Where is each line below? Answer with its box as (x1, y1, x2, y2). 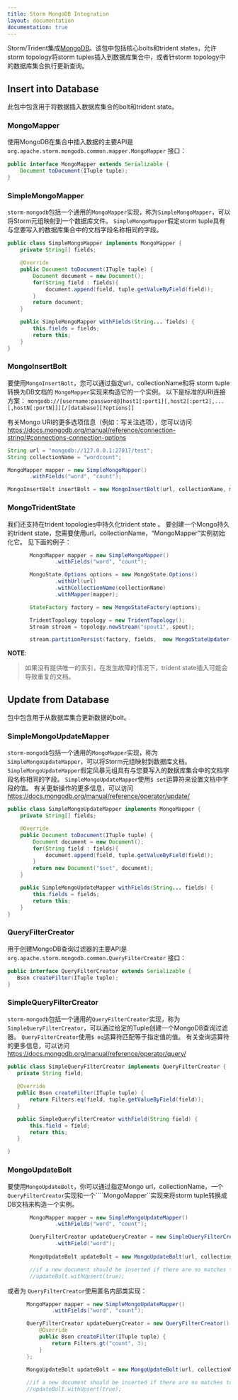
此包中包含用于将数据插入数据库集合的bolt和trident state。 (7, 102, 178, 111)
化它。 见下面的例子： (7, 537, 72, 546)
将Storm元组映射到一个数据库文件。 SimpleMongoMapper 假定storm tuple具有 (7, 217, 226, 225)
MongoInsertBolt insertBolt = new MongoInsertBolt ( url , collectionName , (7, 486, 227, 493)
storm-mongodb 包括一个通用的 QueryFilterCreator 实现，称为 (7, 1014, 181, 1023)
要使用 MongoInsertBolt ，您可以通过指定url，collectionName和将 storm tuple (7, 378, 230, 387)
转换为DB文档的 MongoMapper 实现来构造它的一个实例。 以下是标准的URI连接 (7, 387, 227, 396)
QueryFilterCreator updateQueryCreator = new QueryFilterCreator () (25, 1320, 230, 1328)
